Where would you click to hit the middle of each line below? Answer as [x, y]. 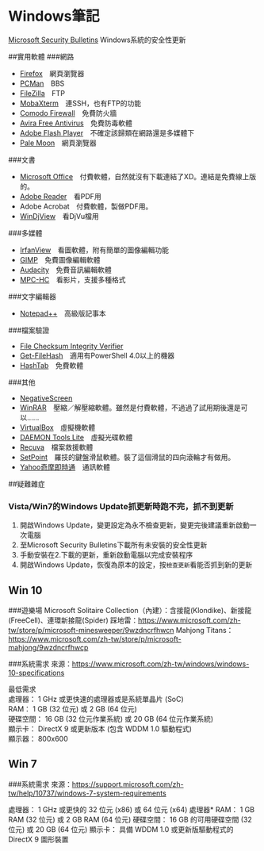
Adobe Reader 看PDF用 [60, 196]
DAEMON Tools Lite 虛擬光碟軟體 [76, 437]
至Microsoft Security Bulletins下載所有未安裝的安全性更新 [113, 545]
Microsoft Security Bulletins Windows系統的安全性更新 [97, 40]
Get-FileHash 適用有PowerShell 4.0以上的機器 [97, 355]
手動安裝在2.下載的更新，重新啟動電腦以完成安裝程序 [106, 555]
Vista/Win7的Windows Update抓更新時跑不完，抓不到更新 [121, 506]
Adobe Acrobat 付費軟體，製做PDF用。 [86, 206]
